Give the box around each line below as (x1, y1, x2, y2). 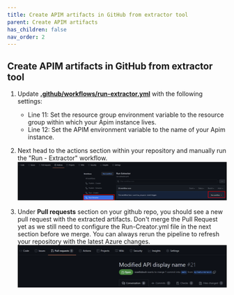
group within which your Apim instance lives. (27, 118, 157, 127)
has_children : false (7, 26, 68, 33)
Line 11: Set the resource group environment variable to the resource (27, 110, 224, 119)
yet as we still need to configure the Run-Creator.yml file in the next (17, 222, 212, 231)
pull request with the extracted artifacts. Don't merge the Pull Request (17, 215, 218, 224)
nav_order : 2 (7, 34, 45, 41)
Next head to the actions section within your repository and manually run (17, 147, 226, 155)
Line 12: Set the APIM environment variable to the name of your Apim (27, 126, 226, 134)
